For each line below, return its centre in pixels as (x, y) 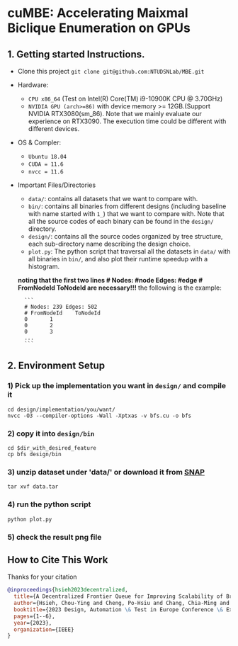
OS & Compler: (39, 142)
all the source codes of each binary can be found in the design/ (121, 221)
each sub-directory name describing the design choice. (109, 244)
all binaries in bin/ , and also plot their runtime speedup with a (118, 259)
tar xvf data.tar (33, 487)
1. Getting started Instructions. (76, 54)
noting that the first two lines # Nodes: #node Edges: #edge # (110, 280)
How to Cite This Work (58, 560)
